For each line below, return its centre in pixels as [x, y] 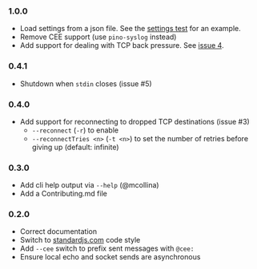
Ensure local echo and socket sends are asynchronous [110, 257]
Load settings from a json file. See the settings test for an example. [131, 29]
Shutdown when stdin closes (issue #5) [86, 83]
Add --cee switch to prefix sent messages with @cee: [107, 248]
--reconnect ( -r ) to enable [75, 130]
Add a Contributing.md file [64, 194]
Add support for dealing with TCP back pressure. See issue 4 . [122, 45]
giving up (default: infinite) [75, 147]
